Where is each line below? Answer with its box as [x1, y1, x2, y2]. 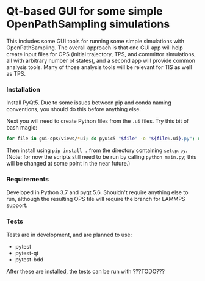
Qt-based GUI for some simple [6, 4, 163, 18]
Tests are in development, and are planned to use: [6, 231, 132, 238]
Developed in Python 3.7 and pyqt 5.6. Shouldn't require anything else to [6, 189, 189, 196]
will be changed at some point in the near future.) [6, 160, 131, 167]
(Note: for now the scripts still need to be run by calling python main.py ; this [6, 153, 196, 161]
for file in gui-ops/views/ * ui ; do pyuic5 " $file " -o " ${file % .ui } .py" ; [6, 136, 195, 142]
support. [6, 202, 28, 209]
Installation [6, 85, 41, 93]
